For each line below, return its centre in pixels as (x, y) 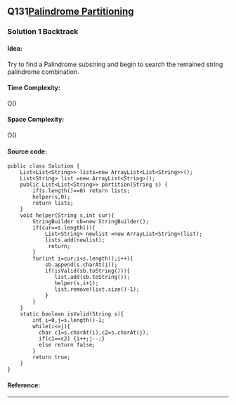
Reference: (24, 385)
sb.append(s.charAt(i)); (81, 265)
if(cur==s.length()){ (64, 228)
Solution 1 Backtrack (43, 32)
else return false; (67, 345)
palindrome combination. (43, 71)
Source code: (27, 151)
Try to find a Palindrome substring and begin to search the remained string (115, 64)
